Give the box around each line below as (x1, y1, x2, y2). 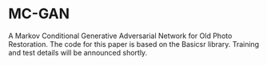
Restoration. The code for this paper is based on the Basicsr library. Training (8, 39, 260, 48)
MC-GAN (8, 5, 70, 23)
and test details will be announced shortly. (8, 48, 148, 57)
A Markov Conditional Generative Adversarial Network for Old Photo (8, 31, 233, 40)
